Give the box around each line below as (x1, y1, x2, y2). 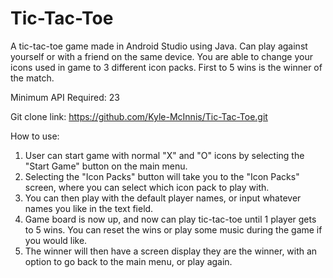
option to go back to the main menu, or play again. (24, 255, 233, 267)
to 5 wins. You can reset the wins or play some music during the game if (24, 223, 323, 236)
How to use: (10, 130, 60, 142)
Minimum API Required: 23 (10, 91, 120, 103)
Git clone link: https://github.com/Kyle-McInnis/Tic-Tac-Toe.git (10, 110, 268, 122)
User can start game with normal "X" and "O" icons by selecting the (24, 149, 305, 161)
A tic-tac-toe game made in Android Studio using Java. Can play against (10, 40, 308, 52)
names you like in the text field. (24, 202, 154, 214)
